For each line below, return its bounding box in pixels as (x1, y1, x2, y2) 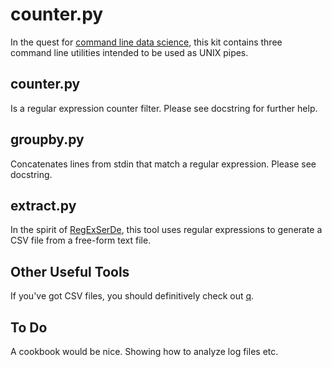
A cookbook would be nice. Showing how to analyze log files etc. (10, 346, 279, 357)
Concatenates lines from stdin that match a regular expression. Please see (10, 158, 317, 170)
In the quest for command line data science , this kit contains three (10, 36, 283, 48)
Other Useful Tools (10, 263, 130, 280)
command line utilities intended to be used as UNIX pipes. (10, 46, 249, 58)
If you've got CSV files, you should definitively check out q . (10, 290, 255, 302)
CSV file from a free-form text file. (10, 234, 152, 247)
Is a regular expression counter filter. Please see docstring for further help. (10, 102, 318, 114)
